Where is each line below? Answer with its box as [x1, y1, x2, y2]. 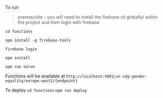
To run [5, 5, 19, 10]
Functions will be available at [5, 73, 66, 79]
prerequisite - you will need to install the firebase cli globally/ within [17, 14, 158, 20]
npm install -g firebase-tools [5, 38, 71, 43]
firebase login [5, 47, 37, 52]
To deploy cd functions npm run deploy [5, 87, 87, 93]
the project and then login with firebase [17, 20, 100, 25]
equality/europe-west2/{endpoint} [5, 78, 78, 83]
